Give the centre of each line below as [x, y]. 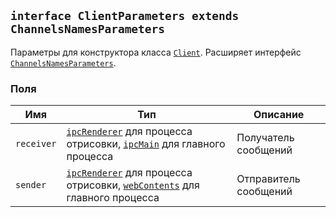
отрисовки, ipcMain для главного [146, 144]
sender [31, 185]
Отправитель [268, 179]
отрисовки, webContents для [133, 185]
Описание [279, 115]
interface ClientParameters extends [125, 16]
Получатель [265, 138]
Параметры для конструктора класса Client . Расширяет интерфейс [156, 52]
